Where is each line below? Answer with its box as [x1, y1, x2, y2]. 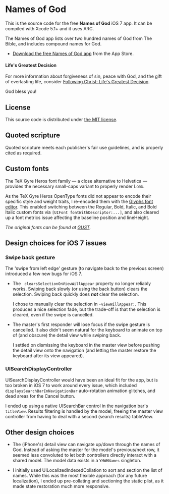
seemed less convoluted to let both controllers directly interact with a [12, 452, 157, 458]
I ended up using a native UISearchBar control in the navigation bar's [5, 403, 148, 409]
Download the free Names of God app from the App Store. [12, 50, 134, 57]
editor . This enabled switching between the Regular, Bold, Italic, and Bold [5, 203, 157, 210]
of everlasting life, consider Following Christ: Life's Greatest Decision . [5, 79, 150, 85]
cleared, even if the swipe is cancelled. [12, 312, 94, 318]
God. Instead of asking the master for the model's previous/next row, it [12, 447, 160, 453]
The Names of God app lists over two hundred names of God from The [5, 35, 152, 41]
